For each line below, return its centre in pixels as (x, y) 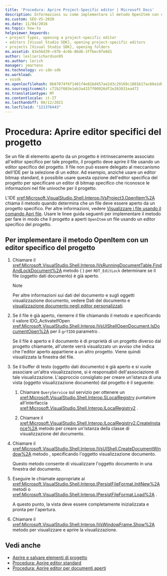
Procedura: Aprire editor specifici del (83, 132)
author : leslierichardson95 (34, 56)
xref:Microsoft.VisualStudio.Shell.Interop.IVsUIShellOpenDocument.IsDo (86, 326)
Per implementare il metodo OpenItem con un (77, 240)
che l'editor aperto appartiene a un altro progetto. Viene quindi (76, 351)
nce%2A (29, 428)
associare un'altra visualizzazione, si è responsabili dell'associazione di (85, 372)
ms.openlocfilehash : (27, 84)
